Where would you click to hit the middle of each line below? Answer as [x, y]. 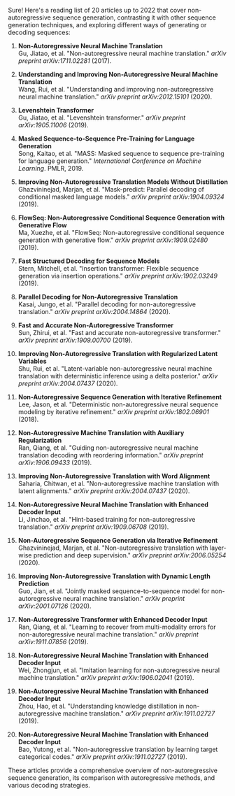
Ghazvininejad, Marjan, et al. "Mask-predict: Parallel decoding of [111, 189]
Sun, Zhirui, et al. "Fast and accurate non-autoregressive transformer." [119, 333]
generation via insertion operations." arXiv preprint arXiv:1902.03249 [117, 276]
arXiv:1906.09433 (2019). [55, 462]
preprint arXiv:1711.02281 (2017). [65, 61]
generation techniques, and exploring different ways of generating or [107, 25]
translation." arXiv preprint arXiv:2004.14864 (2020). [94, 312]
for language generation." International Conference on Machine [109, 161]
